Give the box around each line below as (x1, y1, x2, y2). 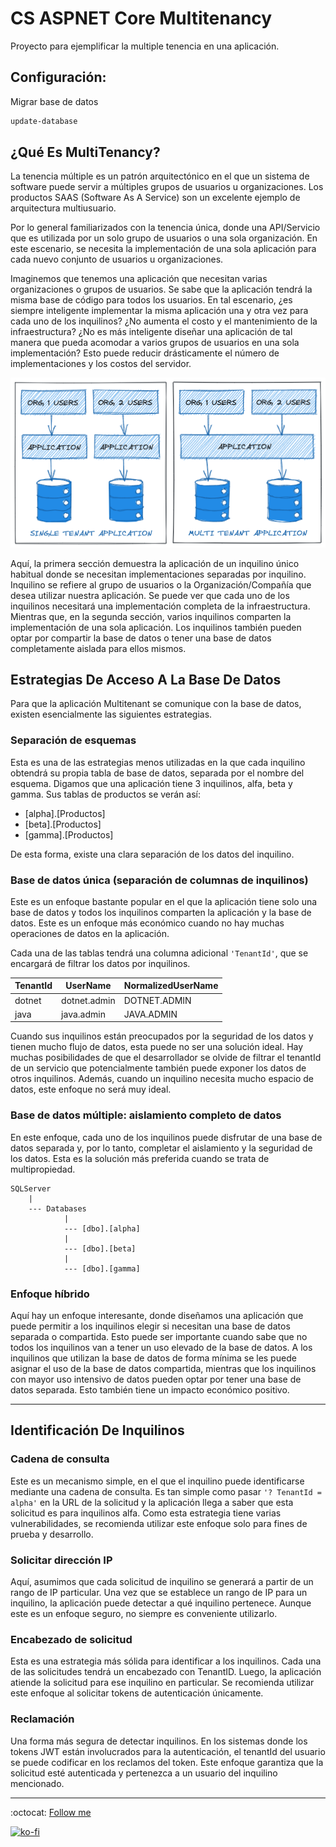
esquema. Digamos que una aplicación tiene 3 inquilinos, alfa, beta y (10, 777, 293, 789)
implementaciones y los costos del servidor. (10, 358, 192, 370)
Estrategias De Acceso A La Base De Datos (10, 671, 282, 688)
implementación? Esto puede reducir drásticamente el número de (10, 347, 280, 359)
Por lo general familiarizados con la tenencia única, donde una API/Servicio (10, 222, 321, 234)
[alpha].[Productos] (24, 807, 106, 819)
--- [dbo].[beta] (63, 1243, 137, 1254)
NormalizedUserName (123, 980, 219, 992)
